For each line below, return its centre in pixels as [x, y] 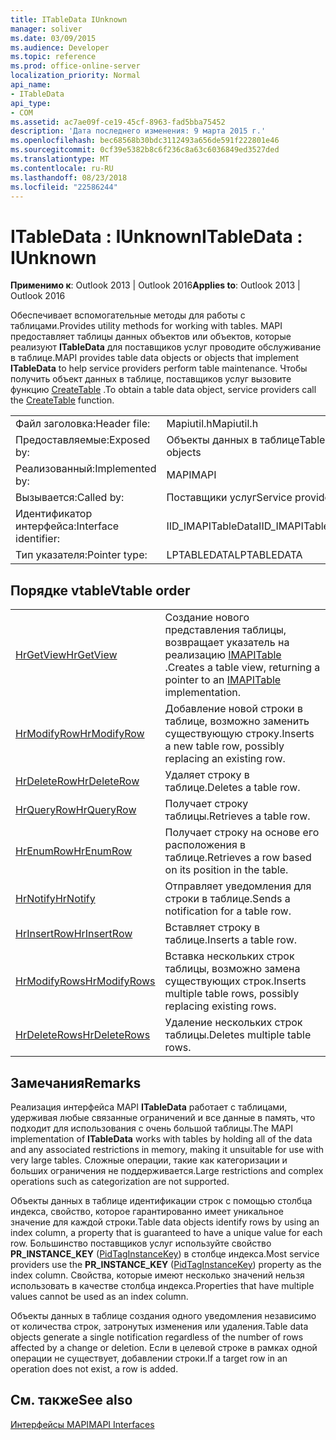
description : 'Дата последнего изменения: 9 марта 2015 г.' [138, 131]
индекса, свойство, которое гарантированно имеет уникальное [147, 1211]
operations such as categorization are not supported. [120, 1181]
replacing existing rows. [220, 1006]
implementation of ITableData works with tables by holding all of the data [161, 1138]
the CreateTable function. [62, 400]
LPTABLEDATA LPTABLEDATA [234, 555]
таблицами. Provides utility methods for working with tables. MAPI [146, 326]
